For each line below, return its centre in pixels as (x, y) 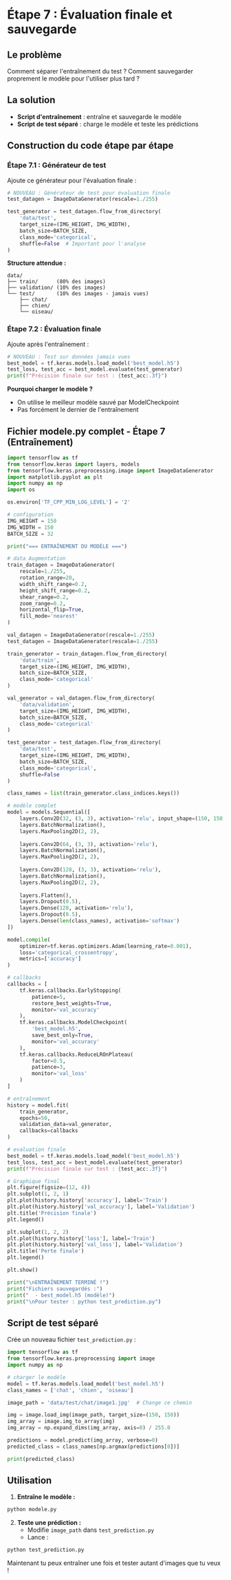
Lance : (38, 1537)
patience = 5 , (49, 997)
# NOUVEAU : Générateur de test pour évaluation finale (89, 193)
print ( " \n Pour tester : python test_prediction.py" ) (84, 1301)
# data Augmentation (37, 559)
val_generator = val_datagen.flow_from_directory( (81, 698)
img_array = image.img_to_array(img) (61, 1421)
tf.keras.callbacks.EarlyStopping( (70, 991)
